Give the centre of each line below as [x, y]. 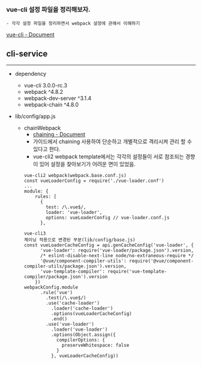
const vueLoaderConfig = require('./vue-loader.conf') [94, 181]
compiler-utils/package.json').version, [75, 266]
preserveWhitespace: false [95, 345]
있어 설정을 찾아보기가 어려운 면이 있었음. [87, 164]
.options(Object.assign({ [83, 335]
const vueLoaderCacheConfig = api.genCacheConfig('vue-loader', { [109, 245]
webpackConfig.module [51, 287]
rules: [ [46, 197]
